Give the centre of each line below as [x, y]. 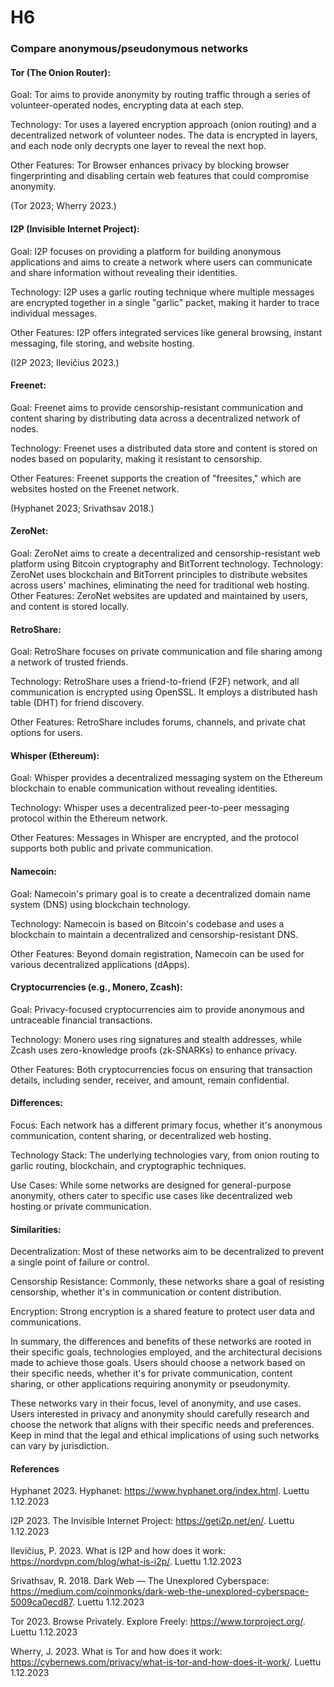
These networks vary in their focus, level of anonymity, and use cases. [156, 1403]
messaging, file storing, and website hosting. [102, 343]
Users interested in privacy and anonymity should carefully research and [160, 1414]
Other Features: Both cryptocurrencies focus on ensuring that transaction [161, 1069]
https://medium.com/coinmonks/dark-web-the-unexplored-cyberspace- [160, 1592]
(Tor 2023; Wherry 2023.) [63, 206]
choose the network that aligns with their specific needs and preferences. [162, 1425]
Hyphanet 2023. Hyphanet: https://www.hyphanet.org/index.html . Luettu [160, 1491]
